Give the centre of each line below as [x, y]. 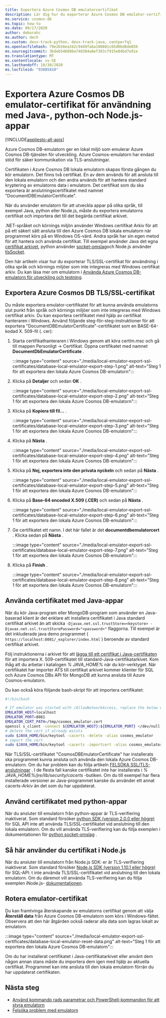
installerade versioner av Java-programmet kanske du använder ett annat [80, 781]
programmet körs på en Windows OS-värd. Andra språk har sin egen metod [82, 236]
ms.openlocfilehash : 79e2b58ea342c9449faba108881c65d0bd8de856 [72, 47]
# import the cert [24, 740]
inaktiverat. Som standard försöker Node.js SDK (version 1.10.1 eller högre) [80, 867]
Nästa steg [22, 988]
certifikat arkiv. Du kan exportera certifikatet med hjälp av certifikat [73, 315]
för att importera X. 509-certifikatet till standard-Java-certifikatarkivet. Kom [82, 659]
